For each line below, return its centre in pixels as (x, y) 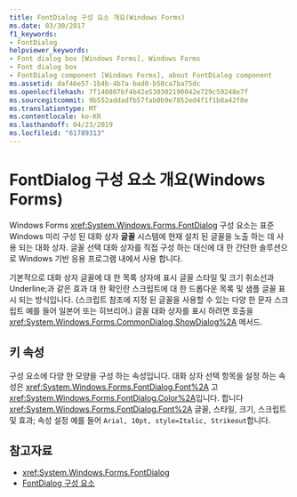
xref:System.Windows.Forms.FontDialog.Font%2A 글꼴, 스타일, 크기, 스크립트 (148, 409)
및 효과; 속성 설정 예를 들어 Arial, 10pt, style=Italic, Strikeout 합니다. (140, 420)
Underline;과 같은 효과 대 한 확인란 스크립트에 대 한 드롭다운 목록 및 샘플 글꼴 (143, 288)
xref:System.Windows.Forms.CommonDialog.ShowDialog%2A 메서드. (136, 322)
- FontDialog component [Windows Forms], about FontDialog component (141, 76)
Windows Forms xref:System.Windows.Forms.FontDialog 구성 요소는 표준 (142, 225)
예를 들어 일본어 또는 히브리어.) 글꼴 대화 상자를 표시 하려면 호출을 (139, 310)
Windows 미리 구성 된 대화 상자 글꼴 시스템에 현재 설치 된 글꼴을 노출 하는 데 (142, 236)
